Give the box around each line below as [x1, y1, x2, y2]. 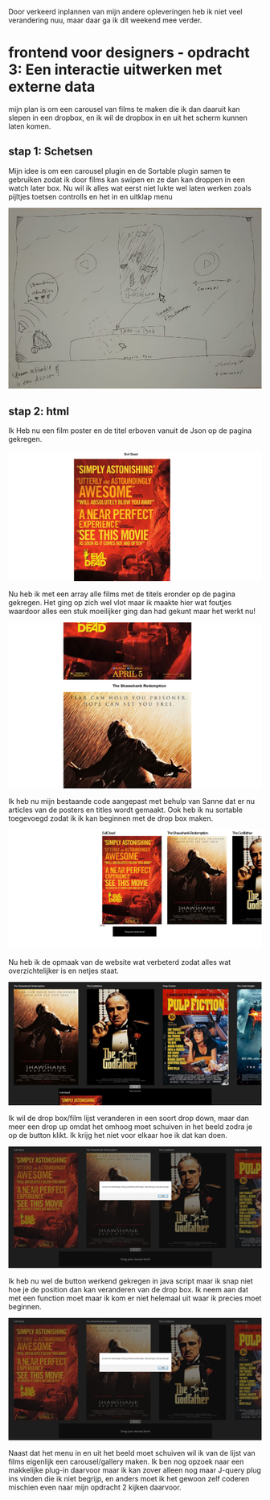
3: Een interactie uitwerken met [8, 60, 223, 79]
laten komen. [8, 121, 51, 131]
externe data [8, 78, 96, 96]
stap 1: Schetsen [8, 145, 93, 159]
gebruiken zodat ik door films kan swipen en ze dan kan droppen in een [8, 175, 246, 184]
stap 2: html [8, 404, 70, 418]
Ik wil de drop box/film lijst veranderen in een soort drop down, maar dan [8, 1113, 249, 1123]
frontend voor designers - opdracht [8, 43, 251, 62]
